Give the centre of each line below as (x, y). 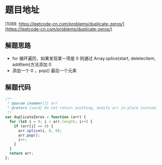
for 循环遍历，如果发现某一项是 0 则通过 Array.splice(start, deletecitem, (84, 58)
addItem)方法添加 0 (32, 64)
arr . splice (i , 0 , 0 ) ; (40, 131)
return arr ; (22, 154)
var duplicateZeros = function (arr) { (46, 117)
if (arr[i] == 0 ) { (34, 126)
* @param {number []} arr (32, 103)
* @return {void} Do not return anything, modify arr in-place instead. (83, 108)
